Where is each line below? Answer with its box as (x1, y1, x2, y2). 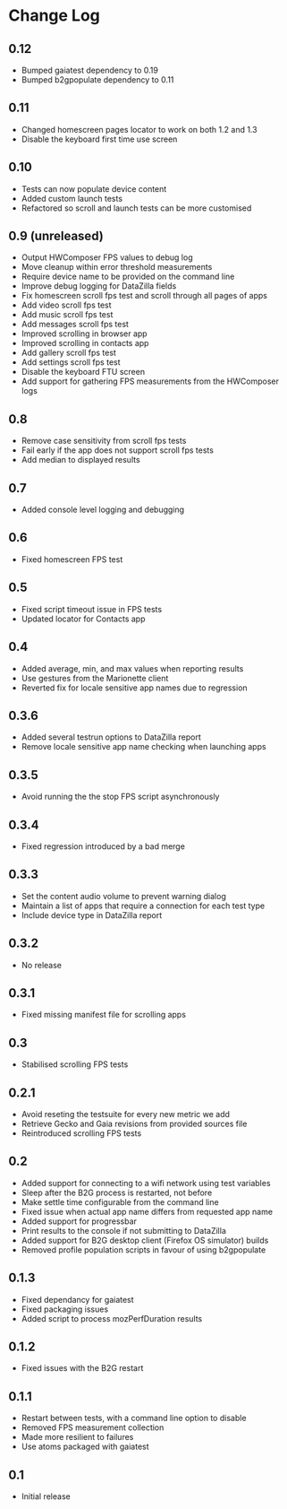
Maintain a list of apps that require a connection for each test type (21, 900, 266, 911)
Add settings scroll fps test (21, 357, 122, 368)
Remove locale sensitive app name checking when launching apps (21, 741, 266, 752)
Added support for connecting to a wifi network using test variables (21, 1177, 271, 1188)
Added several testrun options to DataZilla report (21, 732, 202, 742)
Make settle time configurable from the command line (21, 1196, 220, 1207)
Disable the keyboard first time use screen (21, 134, 178, 144)
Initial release (21, 1491, 71, 1502)
